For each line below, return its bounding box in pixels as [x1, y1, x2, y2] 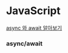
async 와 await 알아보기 [6, 24, 62, 31]
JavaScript [6, 4, 61, 18]
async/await [6, 39, 43, 48]
